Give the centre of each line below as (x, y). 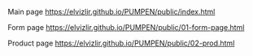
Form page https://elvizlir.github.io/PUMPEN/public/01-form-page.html (126, 27)
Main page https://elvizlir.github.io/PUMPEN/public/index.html (111, 12)
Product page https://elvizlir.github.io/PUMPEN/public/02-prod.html (121, 43)
